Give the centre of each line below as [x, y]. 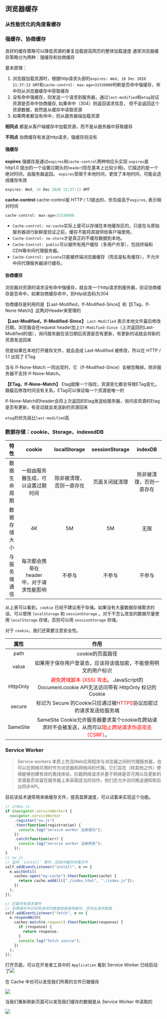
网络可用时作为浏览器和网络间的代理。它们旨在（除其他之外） [94, 768]
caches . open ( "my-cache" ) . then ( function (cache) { [65, 876]
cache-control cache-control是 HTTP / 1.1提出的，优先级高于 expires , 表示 [81, 200]
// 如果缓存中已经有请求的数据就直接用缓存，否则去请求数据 [58, 908]
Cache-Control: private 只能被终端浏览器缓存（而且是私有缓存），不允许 [86, 256]
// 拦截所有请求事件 [23, 904]
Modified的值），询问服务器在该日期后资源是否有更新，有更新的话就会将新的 [83, 333]
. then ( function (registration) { [47, 825]
